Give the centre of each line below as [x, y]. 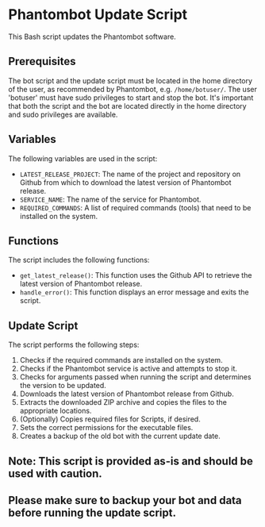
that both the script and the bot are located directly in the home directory [128, 106]
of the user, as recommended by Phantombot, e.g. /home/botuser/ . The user [133, 89]
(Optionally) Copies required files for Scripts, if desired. [110, 419]
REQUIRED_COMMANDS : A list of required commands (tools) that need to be [135, 207]
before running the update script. [92, 512]
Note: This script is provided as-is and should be [131, 461]
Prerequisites [42, 62]
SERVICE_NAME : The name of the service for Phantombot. [110, 199]
